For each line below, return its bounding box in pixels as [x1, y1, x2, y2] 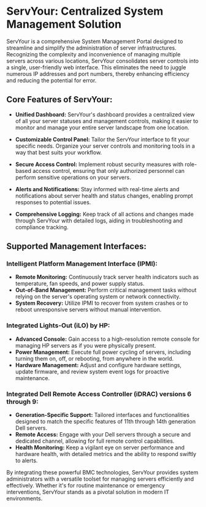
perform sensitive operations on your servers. [15, 173, 131, 181]
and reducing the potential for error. [6, 77, 97, 84]
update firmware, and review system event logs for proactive [15, 368, 170, 375]
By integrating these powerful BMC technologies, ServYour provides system [6, 469, 199, 476]
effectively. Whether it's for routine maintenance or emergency [6, 482, 166, 489]
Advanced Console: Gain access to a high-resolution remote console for [15, 335, 200, 343]
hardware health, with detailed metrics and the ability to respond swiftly [15, 451, 197, 458]
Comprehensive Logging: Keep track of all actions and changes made [15, 210, 194, 218]
